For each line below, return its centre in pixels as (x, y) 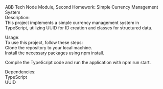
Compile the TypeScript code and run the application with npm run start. (78, 62)
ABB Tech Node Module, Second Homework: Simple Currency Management (81, 7)
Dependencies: (20, 72)
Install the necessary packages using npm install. (55, 53)
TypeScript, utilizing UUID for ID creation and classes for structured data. (79, 28)
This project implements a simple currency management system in (72, 22)
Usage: (12, 37)
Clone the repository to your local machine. (49, 48)
